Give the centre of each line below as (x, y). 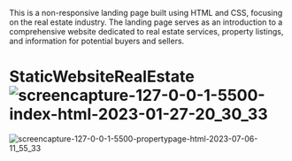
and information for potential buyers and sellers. (97, 41)
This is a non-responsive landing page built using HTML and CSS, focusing (146, 13)
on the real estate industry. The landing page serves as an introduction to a (146, 22)
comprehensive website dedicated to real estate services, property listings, (146, 31)
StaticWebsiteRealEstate (102, 77)
